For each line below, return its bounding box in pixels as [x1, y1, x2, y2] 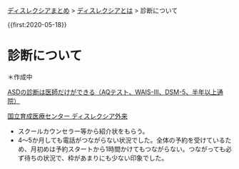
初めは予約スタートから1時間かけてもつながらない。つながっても [36, 145, 226, 153]
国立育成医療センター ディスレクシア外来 [7, 111, 128, 120]
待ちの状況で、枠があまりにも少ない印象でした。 [24, 153, 168, 162]
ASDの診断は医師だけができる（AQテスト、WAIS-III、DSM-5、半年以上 [7, 88, 218, 96]
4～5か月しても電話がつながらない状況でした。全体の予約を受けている [17, 135, 226, 144]
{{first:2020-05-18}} [7, 21, 67, 29]
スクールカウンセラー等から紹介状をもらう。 [17, 127, 149, 135]
